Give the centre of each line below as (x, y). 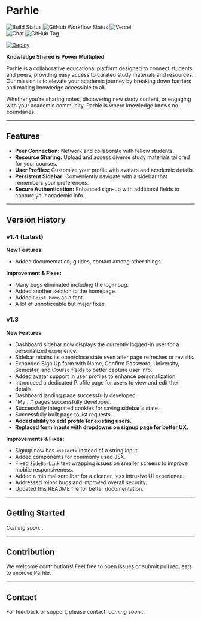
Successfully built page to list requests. (63, 414)
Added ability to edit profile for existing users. (73, 421)
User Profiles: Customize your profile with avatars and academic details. (104, 170)
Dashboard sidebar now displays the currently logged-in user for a (97, 344)
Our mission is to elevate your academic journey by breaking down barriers (99, 81)
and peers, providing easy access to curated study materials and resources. (100, 74)
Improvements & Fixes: (35, 439)
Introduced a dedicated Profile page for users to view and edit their (98, 382)
